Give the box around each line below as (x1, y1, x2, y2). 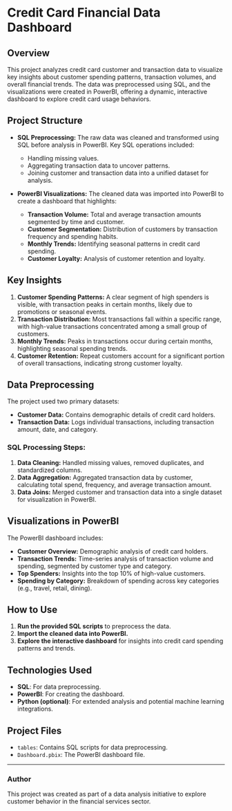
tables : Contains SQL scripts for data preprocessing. (17, 742, 168, 751)
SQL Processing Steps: (7, 443, 86, 453)
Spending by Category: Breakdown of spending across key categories (17, 576, 220, 585)
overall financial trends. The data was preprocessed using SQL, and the (7, 80, 211, 88)
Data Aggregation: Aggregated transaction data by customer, (17, 473, 193, 482)
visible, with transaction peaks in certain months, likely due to (17, 300, 193, 309)
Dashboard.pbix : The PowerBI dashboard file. (17, 750, 145, 758)
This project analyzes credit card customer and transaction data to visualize (7, 66, 223, 73)
